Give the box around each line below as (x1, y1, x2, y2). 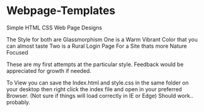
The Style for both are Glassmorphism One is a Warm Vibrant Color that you (6, 35, 198, 43)
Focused (6, 48, 29, 56)
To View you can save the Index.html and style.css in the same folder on (6, 79, 189, 86)
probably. (6, 99, 31, 106)
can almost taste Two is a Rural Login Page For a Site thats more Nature (6, 42, 187, 50)
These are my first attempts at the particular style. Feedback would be (6, 61, 184, 68)
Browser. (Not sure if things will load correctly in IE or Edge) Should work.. (6, 92, 194, 99)
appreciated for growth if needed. (6, 67, 92, 74)
